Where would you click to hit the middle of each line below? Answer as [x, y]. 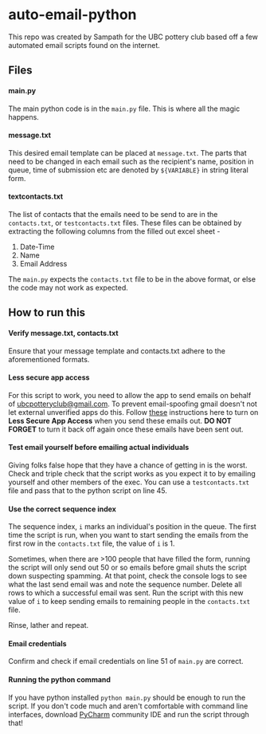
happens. [24, 116]
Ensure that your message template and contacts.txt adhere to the [117, 351]
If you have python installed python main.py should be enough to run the [127, 697]
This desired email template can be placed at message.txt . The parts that [127, 152]
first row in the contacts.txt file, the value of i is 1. [92, 543]
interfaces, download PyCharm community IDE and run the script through [129, 714]
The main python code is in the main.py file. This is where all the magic [124, 109]
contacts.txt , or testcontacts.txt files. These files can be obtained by [125, 223]
